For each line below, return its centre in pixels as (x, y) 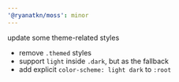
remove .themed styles (55, 52)
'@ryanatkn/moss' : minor (48, 15)
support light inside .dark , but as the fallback (94, 61)
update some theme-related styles (63, 37)
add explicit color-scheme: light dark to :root (95, 69)
